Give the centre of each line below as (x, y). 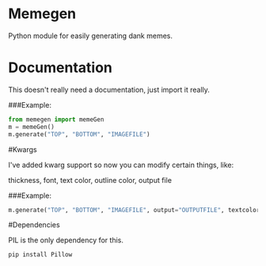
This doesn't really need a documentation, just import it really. (109, 89)
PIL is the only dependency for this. (66, 240)
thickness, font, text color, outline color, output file (90, 180)
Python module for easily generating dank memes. (90, 36)
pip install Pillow (40, 255)
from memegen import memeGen (56, 120)
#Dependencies (34, 225)
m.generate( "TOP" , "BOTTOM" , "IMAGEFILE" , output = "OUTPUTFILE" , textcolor (134, 210)
